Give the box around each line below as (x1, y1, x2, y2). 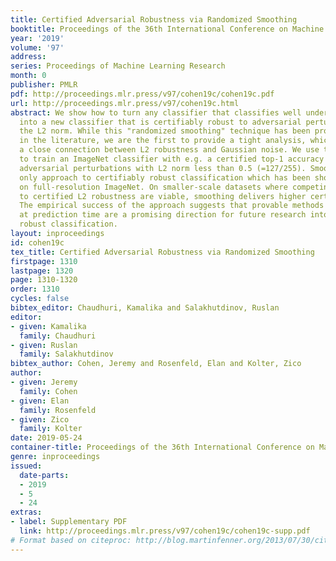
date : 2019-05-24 (10, 433, 83, 443)
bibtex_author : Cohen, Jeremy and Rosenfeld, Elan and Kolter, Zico (10, 359, 302, 369)
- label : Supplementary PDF (10, 517, 128, 527)
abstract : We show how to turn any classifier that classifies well (10, 107, 302, 118)
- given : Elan (10, 396, 70, 406)
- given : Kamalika (10, 321, 87, 331)
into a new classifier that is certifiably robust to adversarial (19, 117, 302, 127)
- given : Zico (10, 414, 70, 425)
